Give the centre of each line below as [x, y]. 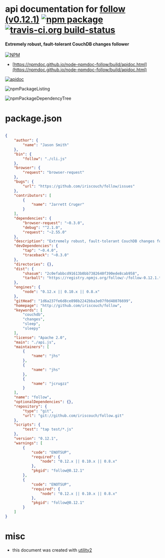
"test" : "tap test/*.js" [48, 429]
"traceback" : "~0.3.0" [46, 255]
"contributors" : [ [33, 195]
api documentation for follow [65, 9]
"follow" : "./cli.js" [45, 159]
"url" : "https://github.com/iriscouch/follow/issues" [79, 186]
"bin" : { [23, 154]
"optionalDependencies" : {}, [44, 402]
